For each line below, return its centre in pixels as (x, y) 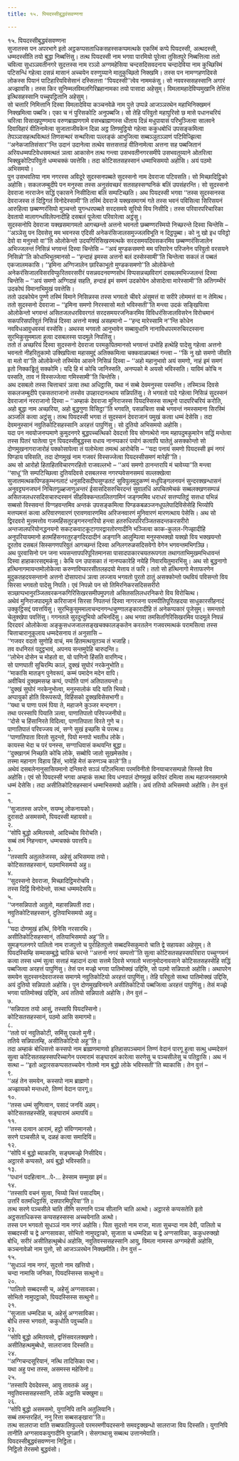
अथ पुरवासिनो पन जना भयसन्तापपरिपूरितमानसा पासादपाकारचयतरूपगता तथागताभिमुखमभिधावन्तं (114, 553)
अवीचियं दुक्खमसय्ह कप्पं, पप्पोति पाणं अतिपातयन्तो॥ (65, 681)
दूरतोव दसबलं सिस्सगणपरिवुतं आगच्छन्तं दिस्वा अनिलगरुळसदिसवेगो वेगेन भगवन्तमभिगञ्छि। (108, 544)
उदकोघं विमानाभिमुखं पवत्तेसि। (41, 288)
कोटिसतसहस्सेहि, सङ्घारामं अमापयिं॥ (50, 1113)
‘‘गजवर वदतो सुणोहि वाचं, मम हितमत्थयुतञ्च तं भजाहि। (69, 640)
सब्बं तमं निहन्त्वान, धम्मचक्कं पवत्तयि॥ (49, 840)
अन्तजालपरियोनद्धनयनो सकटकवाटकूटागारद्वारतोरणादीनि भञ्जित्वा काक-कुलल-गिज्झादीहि (107, 529)
